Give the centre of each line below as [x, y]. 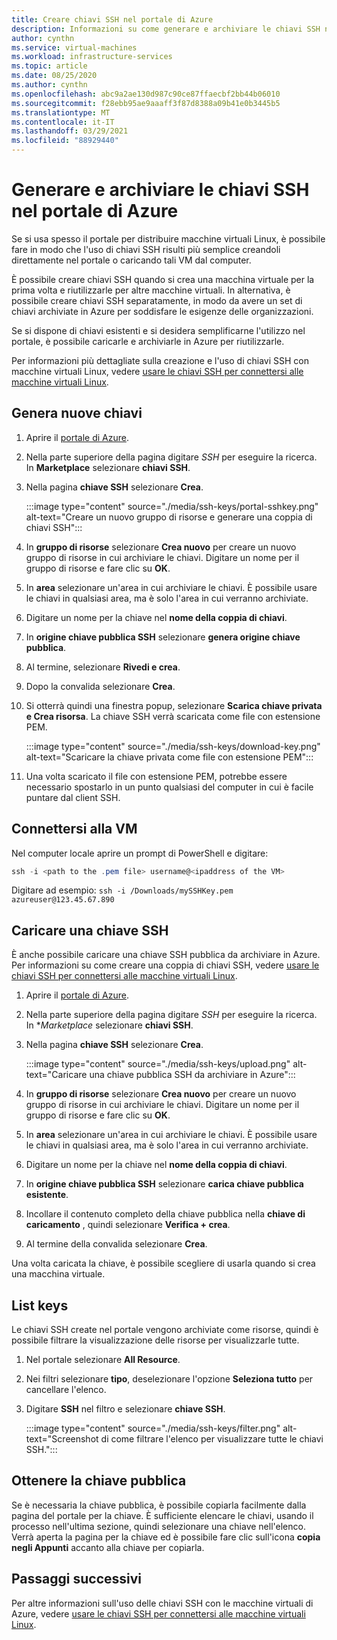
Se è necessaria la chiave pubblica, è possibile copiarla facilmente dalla [159, 1505]
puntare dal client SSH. [73, 797]
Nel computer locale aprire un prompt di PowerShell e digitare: [140, 853]
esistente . [47, 1195]
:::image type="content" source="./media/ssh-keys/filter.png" [153, 1428]
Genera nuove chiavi [77, 413]
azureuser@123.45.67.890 [63, 900]
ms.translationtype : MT [61, 112]
